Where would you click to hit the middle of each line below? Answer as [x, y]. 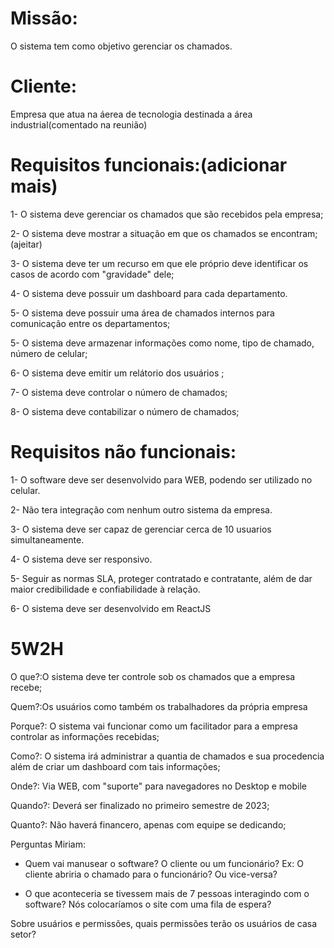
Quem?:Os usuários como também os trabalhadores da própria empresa [159, 706]
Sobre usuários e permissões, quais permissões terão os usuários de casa [164, 923]
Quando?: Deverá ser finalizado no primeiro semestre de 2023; [140, 805]
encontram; [294, 233]
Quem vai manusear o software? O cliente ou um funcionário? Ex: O [164, 863]
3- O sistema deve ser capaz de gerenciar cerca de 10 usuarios [141, 529]
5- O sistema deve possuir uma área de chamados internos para [142, 313]
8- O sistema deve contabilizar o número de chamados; [125, 411]
